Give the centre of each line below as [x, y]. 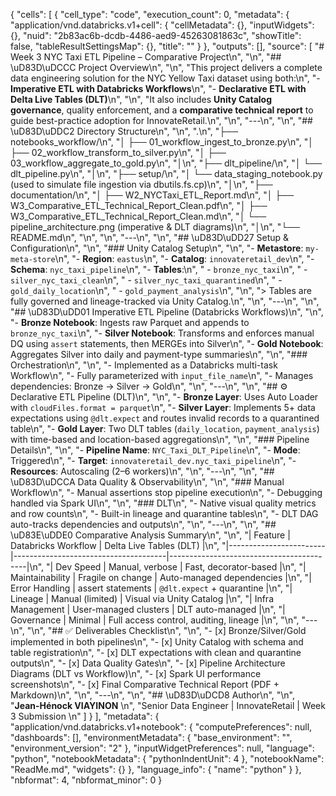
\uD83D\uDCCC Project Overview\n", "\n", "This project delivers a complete [166, 67]
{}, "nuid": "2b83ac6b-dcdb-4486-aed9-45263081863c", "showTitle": [156, 35]
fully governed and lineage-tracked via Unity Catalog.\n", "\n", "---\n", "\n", [165, 301]
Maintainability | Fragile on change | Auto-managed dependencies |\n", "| [161, 577]
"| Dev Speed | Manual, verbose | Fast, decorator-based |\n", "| [176, 567]
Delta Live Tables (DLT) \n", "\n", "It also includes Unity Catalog [141, 99]
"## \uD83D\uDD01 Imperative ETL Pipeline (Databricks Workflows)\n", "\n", [167, 312]
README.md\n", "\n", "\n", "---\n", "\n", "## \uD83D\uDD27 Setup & [150, 237]
